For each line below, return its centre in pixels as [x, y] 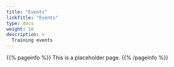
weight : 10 [20, 29]
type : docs [20, 23]
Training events [32, 40]
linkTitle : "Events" [33, 18]
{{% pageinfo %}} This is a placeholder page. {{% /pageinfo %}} [87, 58]
